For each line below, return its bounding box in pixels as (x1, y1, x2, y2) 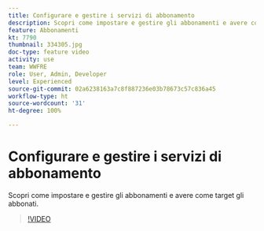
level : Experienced (8, 77, 72, 85)
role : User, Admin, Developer (8, 70, 108, 78)
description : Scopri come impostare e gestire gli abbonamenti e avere (8, 19, 247, 27)
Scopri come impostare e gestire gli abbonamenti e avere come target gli (8, 190, 244, 199)
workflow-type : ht (8, 92, 68, 100)
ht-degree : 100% (8, 107, 61, 115)
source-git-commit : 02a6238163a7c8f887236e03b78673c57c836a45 (8, 84, 216, 93)
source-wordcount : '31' (8, 99, 86, 107)
